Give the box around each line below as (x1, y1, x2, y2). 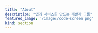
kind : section (5, 20, 34, 26)
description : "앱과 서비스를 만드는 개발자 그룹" (5, 12, 93, 16)
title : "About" (5, 7, 36, 12)
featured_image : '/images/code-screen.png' (5, 16, 94, 21)
